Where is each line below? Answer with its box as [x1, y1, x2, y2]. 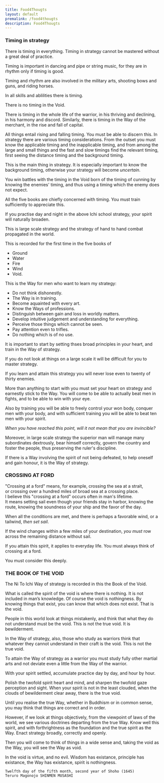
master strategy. [5, 361, 38, 367]
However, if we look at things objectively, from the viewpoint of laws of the [5, 714, 156, 720]
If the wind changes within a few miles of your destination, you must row [5, 528, 151, 534]
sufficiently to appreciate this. [5, 202, 65, 208]
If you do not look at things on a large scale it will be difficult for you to [5, 356, 147, 362]
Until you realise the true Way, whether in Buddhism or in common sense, [5, 700, 153, 705]
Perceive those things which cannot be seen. [12, 321, 103, 327]
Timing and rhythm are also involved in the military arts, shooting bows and [5, 78, 157, 83]
